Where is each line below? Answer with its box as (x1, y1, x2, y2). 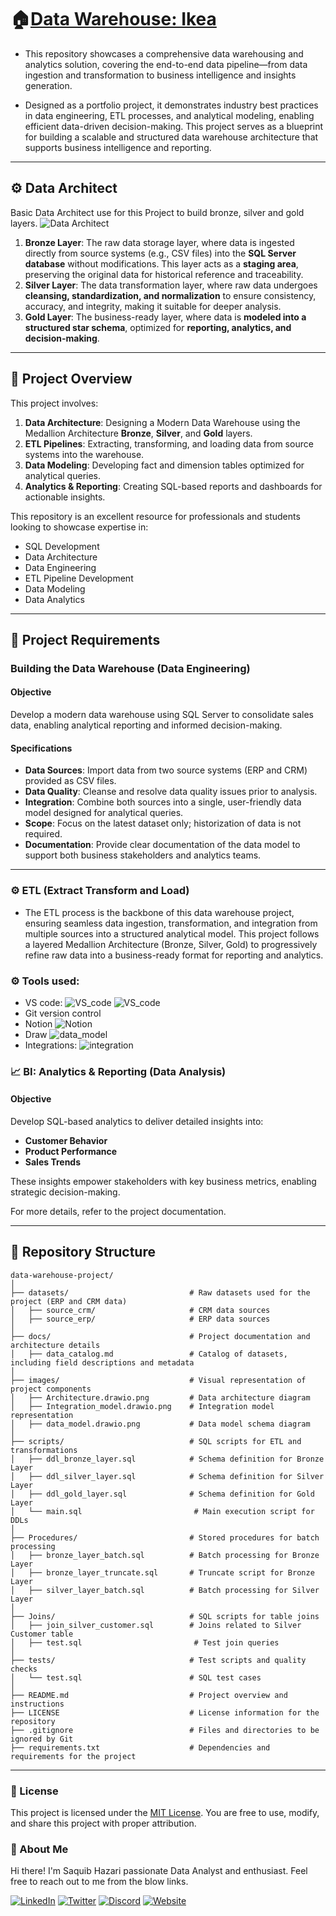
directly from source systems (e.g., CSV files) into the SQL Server (24, 247, 297, 259)
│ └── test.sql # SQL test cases (10, 1672, 262, 1683)
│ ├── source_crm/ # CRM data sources (10, 1305, 271, 1315)
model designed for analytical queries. (24, 807, 184, 819)
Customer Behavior (24, 1135, 108, 1146)
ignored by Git (10, 1734, 74, 1744)
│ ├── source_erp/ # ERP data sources (10, 1314, 271, 1324)
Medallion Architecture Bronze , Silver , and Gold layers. (24, 427, 253, 439)
